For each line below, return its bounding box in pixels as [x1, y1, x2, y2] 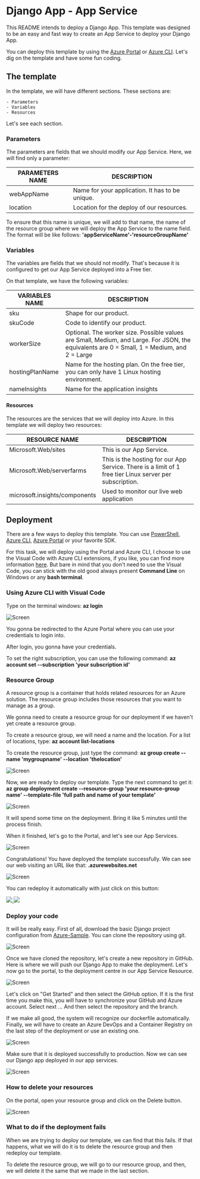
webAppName [9, 190, 49, 198]
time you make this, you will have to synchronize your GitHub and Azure [6, 997, 183, 1004]
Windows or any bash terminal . [6, 573, 84, 581]
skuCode [9, 319, 35, 327]
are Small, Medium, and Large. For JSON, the [65, 336, 191, 344]
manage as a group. [6, 701, 55, 709]
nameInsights [9, 385, 47, 394]
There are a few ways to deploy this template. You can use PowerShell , [6, 531, 180, 538]
